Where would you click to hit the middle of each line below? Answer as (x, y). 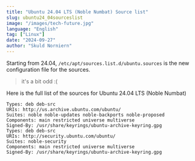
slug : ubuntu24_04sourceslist (45, 18)
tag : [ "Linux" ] (26, 35)
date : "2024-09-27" (31, 40)
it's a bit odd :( (39, 81)
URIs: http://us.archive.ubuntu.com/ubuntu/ (64, 109)
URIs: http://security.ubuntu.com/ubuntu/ (61, 136)
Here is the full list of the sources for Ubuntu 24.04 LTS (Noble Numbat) (97, 93)
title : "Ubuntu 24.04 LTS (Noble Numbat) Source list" (77, 12)
